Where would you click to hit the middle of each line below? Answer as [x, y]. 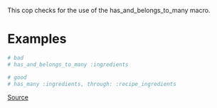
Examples [37, 39]
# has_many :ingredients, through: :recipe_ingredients [92, 84]
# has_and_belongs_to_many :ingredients [68, 64]
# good [17, 77]
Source [18, 97]
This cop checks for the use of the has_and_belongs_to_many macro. [109, 10]
